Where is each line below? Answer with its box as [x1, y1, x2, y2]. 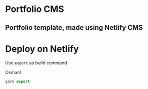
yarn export [5, 79, 30, 84]
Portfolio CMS [5, 3, 64, 15]
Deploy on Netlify [5, 43, 79, 54]
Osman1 [5, 69, 21, 75]
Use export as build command [5, 60, 67, 66]
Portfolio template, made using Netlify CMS [5, 23, 143, 32]
